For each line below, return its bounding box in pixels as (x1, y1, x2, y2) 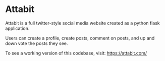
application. (5, 25, 30, 31)
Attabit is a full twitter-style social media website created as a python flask (5, 20, 160, 26)
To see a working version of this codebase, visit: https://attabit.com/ (5, 50, 147, 56)
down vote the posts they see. (5, 40, 68, 46)
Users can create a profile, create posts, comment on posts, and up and (5, 35, 155, 41)
